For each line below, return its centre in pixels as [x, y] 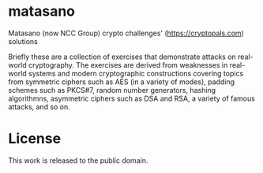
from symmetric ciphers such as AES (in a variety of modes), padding [122, 82]
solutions [23, 41]
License [35, 139]
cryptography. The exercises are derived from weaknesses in [128, 64]
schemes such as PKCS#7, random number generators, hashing [112, 90]
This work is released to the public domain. [78, 160]
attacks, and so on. [39, 107]
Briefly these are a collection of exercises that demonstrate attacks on [122, 57]
